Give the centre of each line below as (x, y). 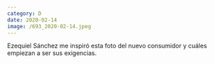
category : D (24, 13)
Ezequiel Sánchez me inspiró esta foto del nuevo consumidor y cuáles (107, 46)
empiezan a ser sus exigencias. (52, 53)
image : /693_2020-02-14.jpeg (49, 26)
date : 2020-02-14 (32, 20)
